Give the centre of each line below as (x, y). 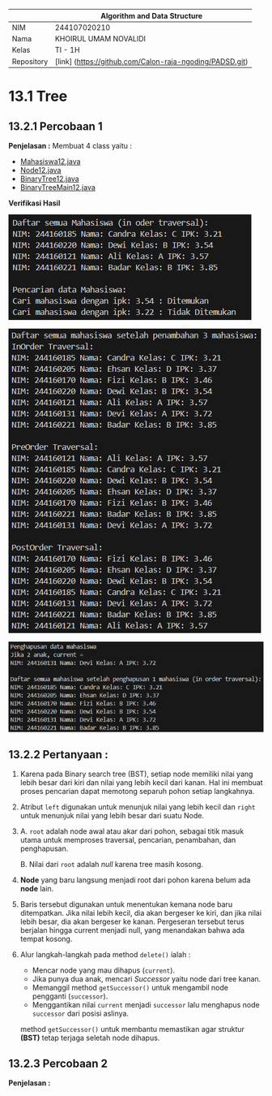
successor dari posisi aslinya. (81, 1014)
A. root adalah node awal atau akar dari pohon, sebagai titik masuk (132, 831)
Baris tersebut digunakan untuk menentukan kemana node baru (126, 904)
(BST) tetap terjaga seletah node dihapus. (90, 1038)
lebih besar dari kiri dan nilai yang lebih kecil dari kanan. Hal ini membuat (141, 783)
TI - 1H (67, 50)
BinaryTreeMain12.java (57, 187)
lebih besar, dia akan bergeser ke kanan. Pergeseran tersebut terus (132, 921)
